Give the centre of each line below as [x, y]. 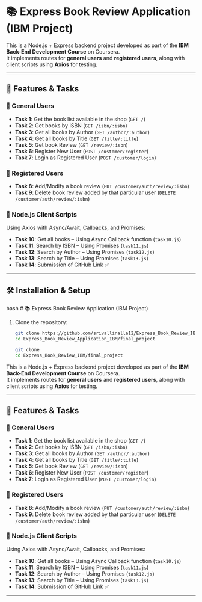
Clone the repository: [41, 322]
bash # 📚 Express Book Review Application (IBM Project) [77, 309]
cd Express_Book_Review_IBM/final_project [69, 355]
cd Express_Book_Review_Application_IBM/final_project [85, 339]
